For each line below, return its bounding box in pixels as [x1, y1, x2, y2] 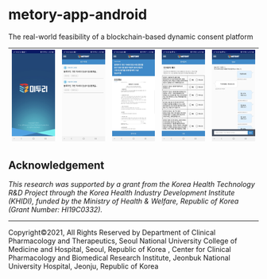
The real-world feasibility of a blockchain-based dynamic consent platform [8, 32, 253, 41]
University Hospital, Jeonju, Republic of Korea [8, 262, 159, 271]
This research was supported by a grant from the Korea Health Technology [8, 180, 256, 189]
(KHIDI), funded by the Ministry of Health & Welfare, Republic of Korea [8, 196, 239, 206]
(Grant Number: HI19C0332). [8, 205, 103, 215]
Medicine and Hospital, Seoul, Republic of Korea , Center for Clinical [8, 245, 232, 254]
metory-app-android [8, 6, 148, 24]
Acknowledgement [8, 158, 105, 172]
